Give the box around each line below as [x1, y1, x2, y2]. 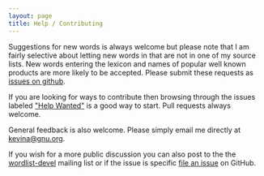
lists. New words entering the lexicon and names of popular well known [8, 58, 247, 69]
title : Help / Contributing [8, 19, 104, 28]
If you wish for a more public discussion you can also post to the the [8, 149, 236, 159]
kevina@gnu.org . [8, 133, 66, 143]
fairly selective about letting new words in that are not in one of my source [8, 50, 257, 60]
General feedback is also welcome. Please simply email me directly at [8, 125, 241, 135]
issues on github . [8, 76, 66, 86]
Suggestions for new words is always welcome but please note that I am [8, 41, 249, 51]
